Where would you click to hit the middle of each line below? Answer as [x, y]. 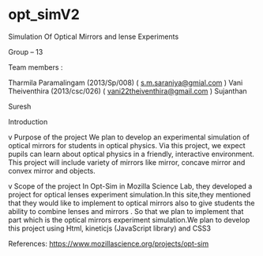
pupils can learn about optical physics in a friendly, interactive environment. [131, 154]
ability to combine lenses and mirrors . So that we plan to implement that [126, 211]
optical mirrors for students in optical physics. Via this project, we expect [127, 145]
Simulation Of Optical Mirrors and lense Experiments [94, 36]
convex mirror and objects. [52, 170]
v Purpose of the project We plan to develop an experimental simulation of [129, 137]
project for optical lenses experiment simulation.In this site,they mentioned [130, 194]
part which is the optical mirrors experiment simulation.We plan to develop [129, 220]
